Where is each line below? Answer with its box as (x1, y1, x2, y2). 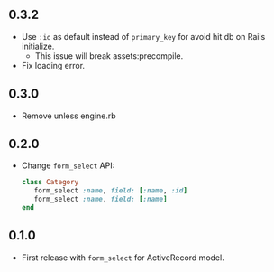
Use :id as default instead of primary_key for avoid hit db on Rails (21, 31, 266, 42)
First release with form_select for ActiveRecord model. (21, 252, 224, 263)
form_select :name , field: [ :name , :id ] (33, 186, 188, 195)
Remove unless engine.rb (21, 110, 116, 121)
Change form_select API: (21, 160, 115, 171)
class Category (21, 178, 79, 187)
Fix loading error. (21, 60, 86, 70)
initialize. (21, 41, 55, 52)
